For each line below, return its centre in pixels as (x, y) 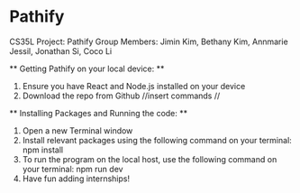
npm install (43, 150)
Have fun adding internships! (76, 179)
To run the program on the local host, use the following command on (150, 159)
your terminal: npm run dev (73, 169)
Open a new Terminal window (77, 130)
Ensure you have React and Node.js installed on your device (134, 86)
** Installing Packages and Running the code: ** (99, 113)
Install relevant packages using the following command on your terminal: (157, 140)
